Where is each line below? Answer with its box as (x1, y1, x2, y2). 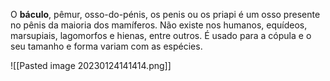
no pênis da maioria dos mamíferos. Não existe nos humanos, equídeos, (10, 19, 308, 31)
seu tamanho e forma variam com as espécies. (10, 40, 203, 52)
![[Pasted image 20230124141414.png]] (10, 60, 172, 71)
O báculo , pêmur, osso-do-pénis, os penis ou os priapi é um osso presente (10, 9, 321, 20)
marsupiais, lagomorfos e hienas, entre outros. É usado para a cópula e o (10, 30, 312, 41)
